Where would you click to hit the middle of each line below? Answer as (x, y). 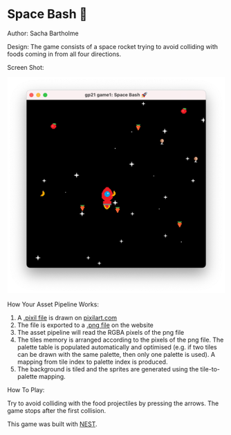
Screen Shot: (26, 67)
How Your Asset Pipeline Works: (53, 304)
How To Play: (26, 390)
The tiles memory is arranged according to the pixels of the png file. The (120, 340)
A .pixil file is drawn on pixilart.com (67, 318)
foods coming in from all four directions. (64, 54)
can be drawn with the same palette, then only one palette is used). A (116, 355)
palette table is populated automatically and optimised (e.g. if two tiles (117, 347)
